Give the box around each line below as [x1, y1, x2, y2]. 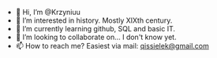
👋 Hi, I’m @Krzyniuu [15, 8, 81, 16]
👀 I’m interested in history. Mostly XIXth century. [15, 16, 173, 25]
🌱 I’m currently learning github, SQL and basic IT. [15, 24, 176, 33]
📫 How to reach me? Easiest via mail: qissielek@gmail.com [15, 42, 209, 50]
